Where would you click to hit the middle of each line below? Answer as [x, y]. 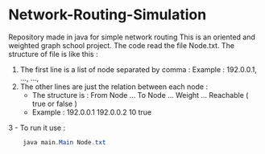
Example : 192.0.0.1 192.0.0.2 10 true [91, 112]
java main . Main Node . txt [64, 142]
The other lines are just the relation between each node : [114, 87]
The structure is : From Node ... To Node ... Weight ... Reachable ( [140, 95]
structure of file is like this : [53, 54]
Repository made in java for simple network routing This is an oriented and [132, 37]
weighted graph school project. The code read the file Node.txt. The [122, 45]
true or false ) [55, 103]
